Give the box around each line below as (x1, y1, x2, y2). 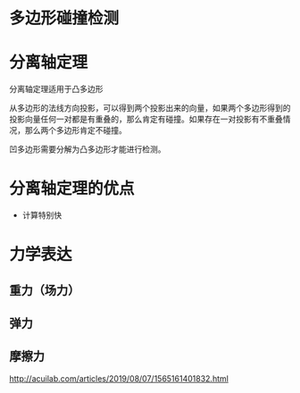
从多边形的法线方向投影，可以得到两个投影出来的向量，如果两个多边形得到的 (9, 103, 291, 113)
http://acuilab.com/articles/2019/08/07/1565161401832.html (9, 372, 229, 384)
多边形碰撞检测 (9, 8, 120, 29)
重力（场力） (9, 282, 80, 297)
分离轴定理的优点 (9, 179, 136, 199)
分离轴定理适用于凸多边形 (9, 84, 104, 95)
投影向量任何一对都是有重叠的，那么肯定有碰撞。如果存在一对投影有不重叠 (9, 113, 283, 125)
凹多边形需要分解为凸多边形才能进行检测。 (9, 144, 166, 155)
